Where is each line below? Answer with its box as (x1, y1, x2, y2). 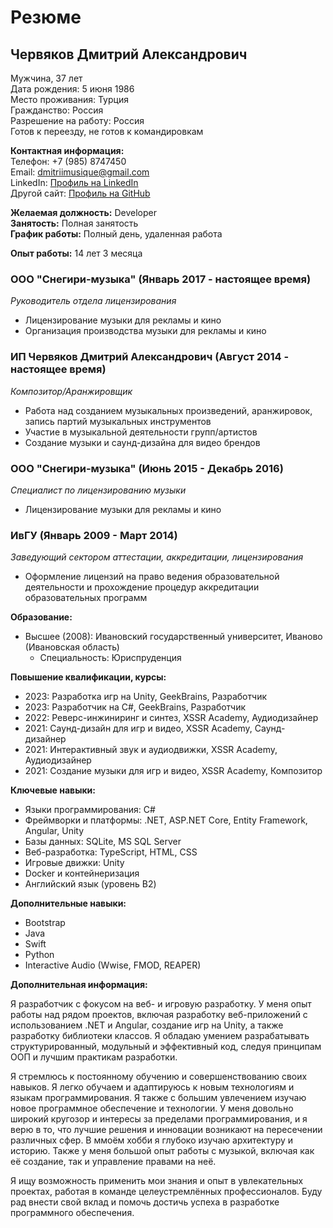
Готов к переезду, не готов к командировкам (10, 126, 204, 137)
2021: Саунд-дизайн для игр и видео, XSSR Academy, (24, 722, 253, 735)
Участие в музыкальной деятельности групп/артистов (24, 426, 258, 438)
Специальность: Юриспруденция (39, 652, 182, 664)
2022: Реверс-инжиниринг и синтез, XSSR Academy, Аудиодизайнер (24, 712, 319, 724)
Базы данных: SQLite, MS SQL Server (24, 836, 182, 848)
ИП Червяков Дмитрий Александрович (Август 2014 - (10, 350, 290, 364)
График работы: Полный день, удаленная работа (10, 228, 223, 240)
